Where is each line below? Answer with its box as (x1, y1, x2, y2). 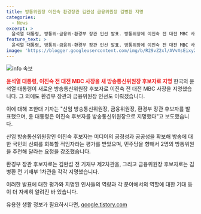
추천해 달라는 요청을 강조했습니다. (12, 148, 91, 155)
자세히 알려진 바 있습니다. (19, 188, 78, 195)
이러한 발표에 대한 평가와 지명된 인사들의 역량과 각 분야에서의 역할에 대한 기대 (6, 181, 187, 188)
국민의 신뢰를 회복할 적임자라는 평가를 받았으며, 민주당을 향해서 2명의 (12, 140, 174, 147)
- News (11, 20, 28, 26)
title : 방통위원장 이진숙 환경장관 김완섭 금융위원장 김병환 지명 (6, 8, 144, 15)
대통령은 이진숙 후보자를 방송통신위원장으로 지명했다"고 (35, 112, 164, 120)
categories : (6, 14, 36, 20)
